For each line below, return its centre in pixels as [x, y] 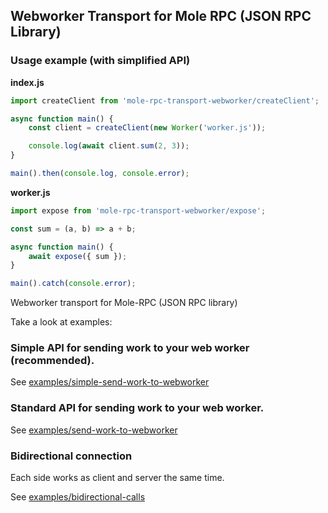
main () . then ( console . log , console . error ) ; [100, 174]
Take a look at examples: [61, 322]
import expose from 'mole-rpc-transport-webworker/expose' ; [138, 210]
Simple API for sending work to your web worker [130, 348]
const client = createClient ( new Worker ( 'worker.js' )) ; [147, 128]
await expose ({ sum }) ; [78, 256]
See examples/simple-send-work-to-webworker [110, 382]
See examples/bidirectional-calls [78, 497]
